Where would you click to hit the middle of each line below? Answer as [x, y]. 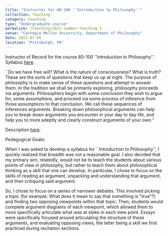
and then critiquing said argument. [41, 181]
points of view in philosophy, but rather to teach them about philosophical [81, 165]
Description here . [23, 130]
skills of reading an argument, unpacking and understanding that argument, [83, 176]
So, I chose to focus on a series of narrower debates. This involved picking [82, 191]
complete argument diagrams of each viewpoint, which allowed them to [79, 207]
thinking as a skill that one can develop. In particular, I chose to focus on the [84, 170]
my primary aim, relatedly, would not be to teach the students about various [83, 160]
